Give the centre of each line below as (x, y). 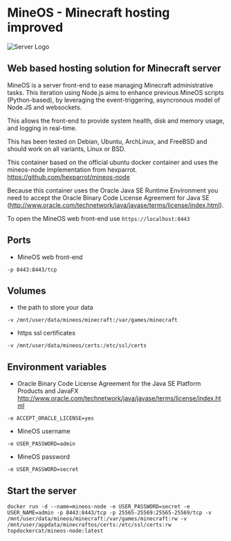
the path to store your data (55, 308)
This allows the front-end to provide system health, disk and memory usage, (116, 121)
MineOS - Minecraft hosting (89, 13)
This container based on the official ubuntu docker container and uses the (113, 162)
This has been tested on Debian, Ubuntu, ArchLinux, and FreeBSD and (107, 141)
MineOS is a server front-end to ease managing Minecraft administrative (110, 85)
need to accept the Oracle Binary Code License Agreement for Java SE (108, 197)
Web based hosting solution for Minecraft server (114, 68)
